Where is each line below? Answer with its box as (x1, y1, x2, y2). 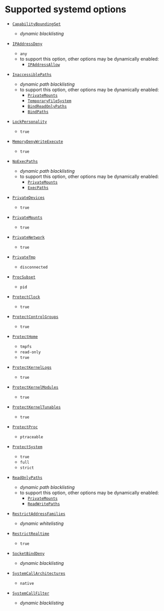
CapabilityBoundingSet (12, 22, 61, 27)
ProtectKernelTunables (12, 404, 61, 410)
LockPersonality (12, 119, 47, 124)
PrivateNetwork (12, 235, 45, 240)
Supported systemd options (5, 4, 127, 15)
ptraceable (19, 434, 44, 439)
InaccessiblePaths (12, 72, 52, 77)
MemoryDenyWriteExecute (12, 139, 64, 144)
